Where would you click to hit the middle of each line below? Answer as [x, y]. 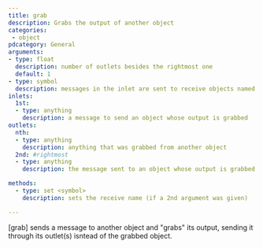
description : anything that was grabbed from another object [124, 147]
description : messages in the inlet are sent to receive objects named [135, 89]
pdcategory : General [42, 45]
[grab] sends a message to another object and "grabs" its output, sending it [131, 227]
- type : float [31, 60]
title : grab [28, 15]
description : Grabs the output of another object [91, 23]
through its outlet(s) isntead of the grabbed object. [90, 235]
